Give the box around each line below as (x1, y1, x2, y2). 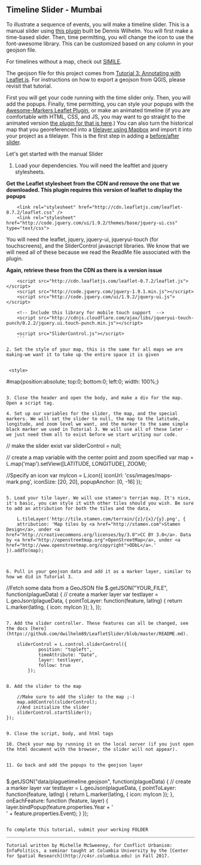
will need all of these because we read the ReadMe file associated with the (6, 249, 191, 256)
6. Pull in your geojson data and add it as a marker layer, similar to (6, 568, 191, 574)
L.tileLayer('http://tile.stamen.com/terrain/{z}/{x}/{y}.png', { (17, 516, 186, 522)
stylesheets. (14, 168, 45, 175)
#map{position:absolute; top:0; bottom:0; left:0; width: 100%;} (6, 378, 160, 385)
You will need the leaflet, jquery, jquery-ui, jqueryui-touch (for (6, 235, 159, 243)
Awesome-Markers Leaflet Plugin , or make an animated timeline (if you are (6, 106, 190, 113)
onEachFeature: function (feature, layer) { (6, 797, 109, 804)
